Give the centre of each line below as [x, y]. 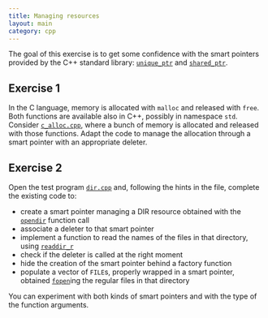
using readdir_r [47, 246]
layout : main [30, 24]
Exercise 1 [35, 88]
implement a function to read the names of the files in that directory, [134, 237]
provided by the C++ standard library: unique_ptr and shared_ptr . [118, 62]
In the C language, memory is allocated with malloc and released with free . [134, 108]
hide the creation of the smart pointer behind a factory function [126, 263]
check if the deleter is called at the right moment [102, 255]
